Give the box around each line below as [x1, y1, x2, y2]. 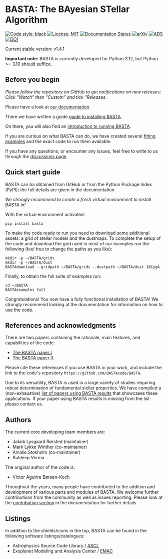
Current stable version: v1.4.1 [5, 46, 65, 52]
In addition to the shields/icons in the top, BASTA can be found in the [5, 528, 147, 533]
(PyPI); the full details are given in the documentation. [5, 187, 116, 193]
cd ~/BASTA [5, 283, 28, 288]
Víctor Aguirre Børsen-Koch [12, 474, 70, 480]
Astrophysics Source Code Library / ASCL [12, 543, 99, 548]
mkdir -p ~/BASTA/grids [5, 255, 55, 260]
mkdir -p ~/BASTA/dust [5, 260, 52, 265]
